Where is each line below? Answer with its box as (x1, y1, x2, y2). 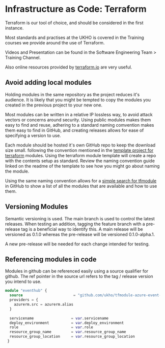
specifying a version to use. (5, 132, 61, 139)
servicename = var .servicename (9, 315, 109, 321)
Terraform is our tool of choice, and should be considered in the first (5, 20, 144, 26)
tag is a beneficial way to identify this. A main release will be (21, 226, 143, 232)
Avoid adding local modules (5, 78, 92, 87)
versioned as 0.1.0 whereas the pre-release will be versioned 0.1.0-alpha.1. (5, 231, 155, 237)
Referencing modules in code (5, 255, 97, 263)
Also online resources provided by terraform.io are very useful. (5, 64, 133, 70)
